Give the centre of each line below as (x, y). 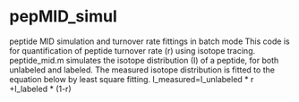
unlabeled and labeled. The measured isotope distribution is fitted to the (142, 70)
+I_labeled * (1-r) (40, 89)
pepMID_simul (64, 17)
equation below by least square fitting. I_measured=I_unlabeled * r (132, 79)
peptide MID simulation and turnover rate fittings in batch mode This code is (149, 41)
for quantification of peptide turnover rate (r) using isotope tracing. (132, 50)
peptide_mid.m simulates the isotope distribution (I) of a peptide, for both (144, 60)
